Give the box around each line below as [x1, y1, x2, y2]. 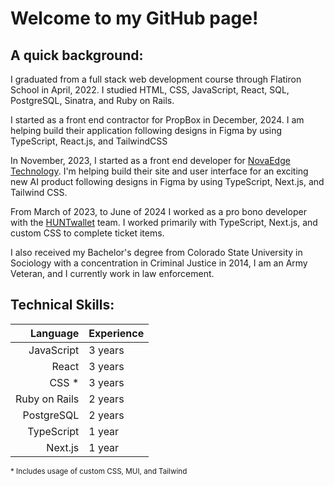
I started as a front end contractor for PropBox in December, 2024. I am [10, 114, 305, 126]
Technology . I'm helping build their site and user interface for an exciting [10, 165, 309, 177]
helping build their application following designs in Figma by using [10, 125, 283, 136]
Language [29, 326, 80, 340]
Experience [88, 326, 145, 340]
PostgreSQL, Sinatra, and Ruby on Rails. [10, 95, 175, 106]
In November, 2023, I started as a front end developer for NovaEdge [10, 155, 291, 166]
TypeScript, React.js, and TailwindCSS [10, 135, 168, 147]
